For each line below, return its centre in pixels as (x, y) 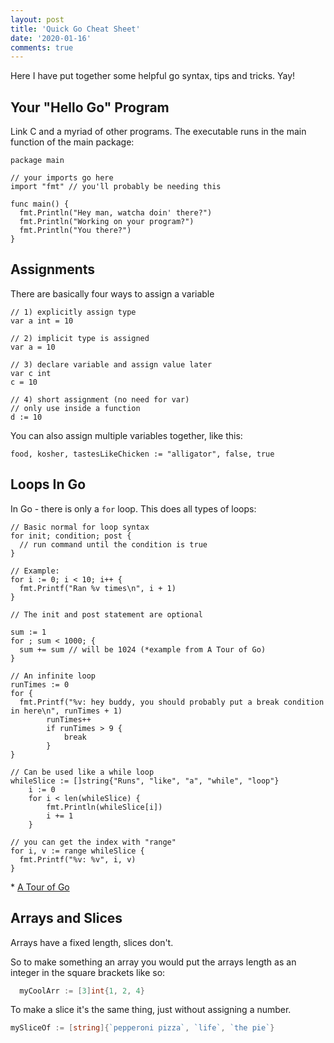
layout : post (37, 19)
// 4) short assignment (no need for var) (100, 399)
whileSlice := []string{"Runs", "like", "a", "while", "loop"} (145, 781)
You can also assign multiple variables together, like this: (126, 435)
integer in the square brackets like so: (88, 972)
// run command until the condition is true (113, 544)
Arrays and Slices (66, 918)
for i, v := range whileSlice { (77, 851)
